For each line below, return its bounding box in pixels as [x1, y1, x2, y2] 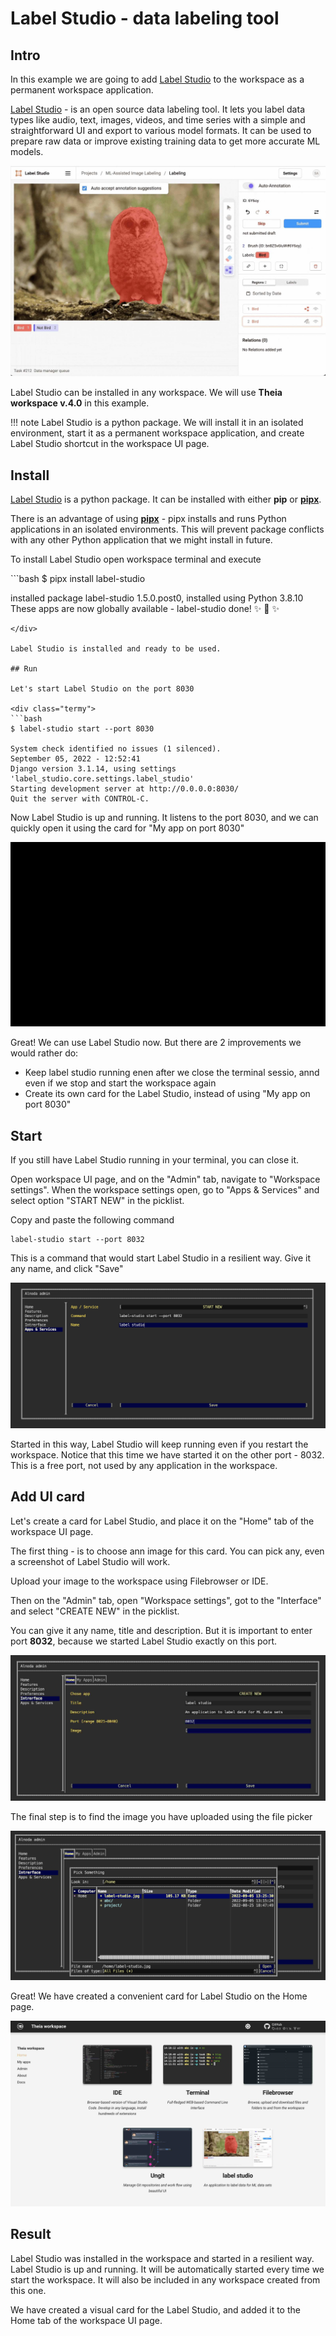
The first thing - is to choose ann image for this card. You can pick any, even [10, 1545, 325, 1557]
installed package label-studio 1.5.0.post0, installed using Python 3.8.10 [10, 592, 304, 604]
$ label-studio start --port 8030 [10, 723, 155, 734]
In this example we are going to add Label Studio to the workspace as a [10, 73, 305, 85]
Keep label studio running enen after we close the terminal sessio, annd [24, 1067, 320, 1079]
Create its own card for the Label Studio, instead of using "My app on [24, 1088, 311, 1100]
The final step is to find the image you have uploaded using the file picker [10, 1811, 313, 1823]
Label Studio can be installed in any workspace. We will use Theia [10, 387, 283, 399]
